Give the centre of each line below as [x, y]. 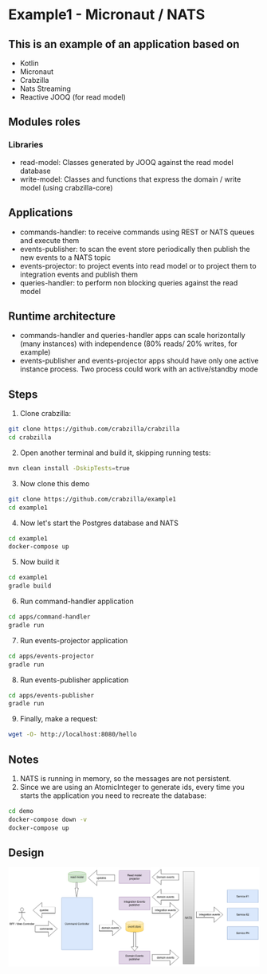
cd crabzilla [30, 438]
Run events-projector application [74, 640]
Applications [41, 213]
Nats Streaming [45, 88]
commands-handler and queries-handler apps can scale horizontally [132, 336]
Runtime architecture [62, 316]
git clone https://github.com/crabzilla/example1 [92, 499]
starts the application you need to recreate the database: [113, 795]
